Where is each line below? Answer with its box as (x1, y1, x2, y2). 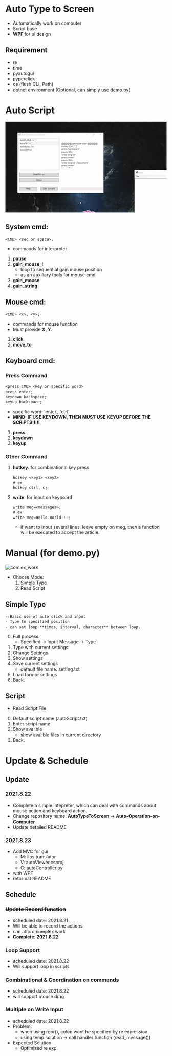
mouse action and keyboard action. (12, 807, 88, 814)
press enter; (5, 389, 33, 394)
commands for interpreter (12, 246, 68, 252)
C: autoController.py (20, 865, 63, 871)
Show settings (12, 655, 43, 661)
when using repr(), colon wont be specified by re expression (20, 1028, 148, 1035)
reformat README (12, 875, 51, 881)
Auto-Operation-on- (116, 813, 160, 819)
